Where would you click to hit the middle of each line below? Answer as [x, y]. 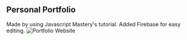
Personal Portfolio [41, 10]
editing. [16, 30]
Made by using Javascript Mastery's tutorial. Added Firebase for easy [93, 24]
